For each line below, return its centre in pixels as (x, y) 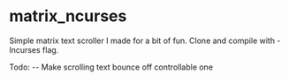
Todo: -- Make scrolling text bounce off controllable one (111, 67)
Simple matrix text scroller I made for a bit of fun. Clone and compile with (142, 40)
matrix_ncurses (68, 16)
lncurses (25, 49)
